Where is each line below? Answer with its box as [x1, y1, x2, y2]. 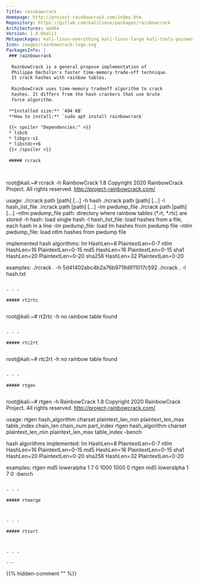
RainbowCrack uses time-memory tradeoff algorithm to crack [11, 86, 163, 92]
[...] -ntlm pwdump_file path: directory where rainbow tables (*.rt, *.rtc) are [6, 210, 188, 217]
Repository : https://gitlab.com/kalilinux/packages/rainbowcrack [6, 20, 171, 25]
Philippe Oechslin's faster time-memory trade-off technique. [11, 69, 168, 75]
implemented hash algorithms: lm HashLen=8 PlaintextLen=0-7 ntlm [6, 240, 173, 247]
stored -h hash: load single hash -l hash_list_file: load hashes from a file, [6, 216, 182, 223]
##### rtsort [6, 529, 38, 535]
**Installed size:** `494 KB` [8, 108, 84, 114]
